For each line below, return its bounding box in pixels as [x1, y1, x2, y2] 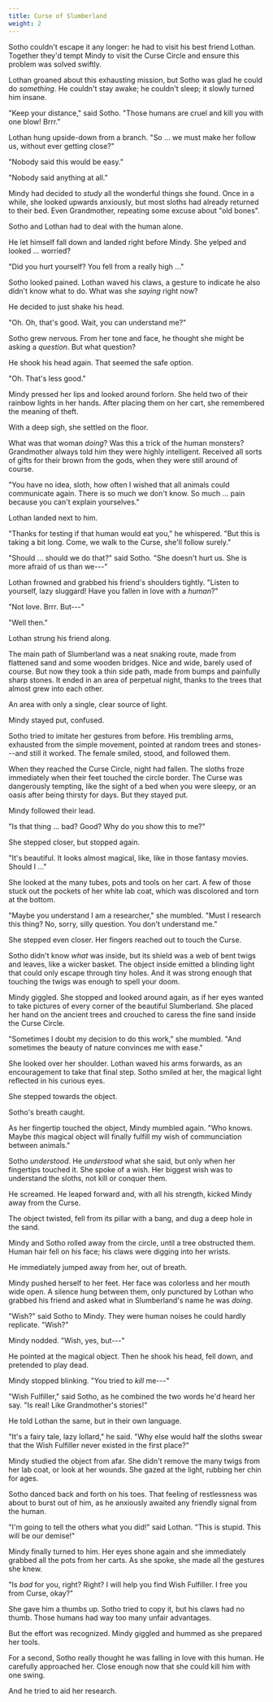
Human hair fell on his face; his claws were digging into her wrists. [8, 1246, 231, 1256]
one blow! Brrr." [8, 116, 61, 126]
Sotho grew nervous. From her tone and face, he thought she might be [8, 333, 245, 343]
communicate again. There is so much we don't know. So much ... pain [8, 488, 245, 498]
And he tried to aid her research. [8, 1686, 118, 1695]
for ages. [8, 1473, 39, 1483]
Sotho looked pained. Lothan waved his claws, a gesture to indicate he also [8, 277, 261, 287]
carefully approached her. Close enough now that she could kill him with [8, 1661, 250, 1671]
